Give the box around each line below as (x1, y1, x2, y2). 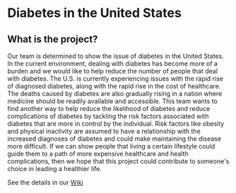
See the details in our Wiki (7, 178, 83, 187)
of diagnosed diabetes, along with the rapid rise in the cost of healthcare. (7, 82, 221, 90)
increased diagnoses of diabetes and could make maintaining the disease (7, 134, 221, 143)
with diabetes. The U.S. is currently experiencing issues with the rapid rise (7, 74, 224, 83)
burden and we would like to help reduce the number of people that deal (7, 67, 218, 75)
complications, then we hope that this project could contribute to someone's (7, 157, 230, 165)
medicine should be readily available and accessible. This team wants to (7, 97, 218, 105)
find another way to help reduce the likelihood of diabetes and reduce (7, 105, 211, 112)
